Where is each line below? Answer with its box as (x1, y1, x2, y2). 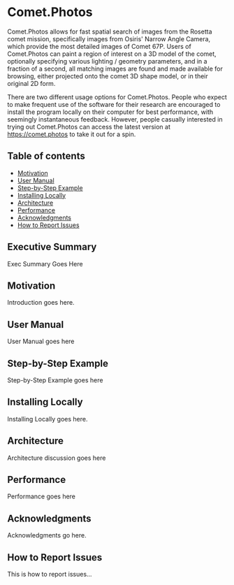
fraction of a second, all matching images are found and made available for (7, 64, 224, 73)
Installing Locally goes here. (7, 414, 89, 423)
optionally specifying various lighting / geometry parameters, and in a (7, 57, 207, 65)
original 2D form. (7, 79, 56, 87)
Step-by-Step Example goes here (7, 376, 103, 384)
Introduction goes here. (7, 298, 75, 307)
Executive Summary (7, 241, 97, 253)
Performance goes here (7, 492, 75, 500)
